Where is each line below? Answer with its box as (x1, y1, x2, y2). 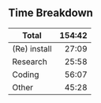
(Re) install (12, 43, 53, 54)
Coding (12, 69, 39, 80)
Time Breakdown (8, 6, 93, 20)
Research (12, 55, 47, 67)
